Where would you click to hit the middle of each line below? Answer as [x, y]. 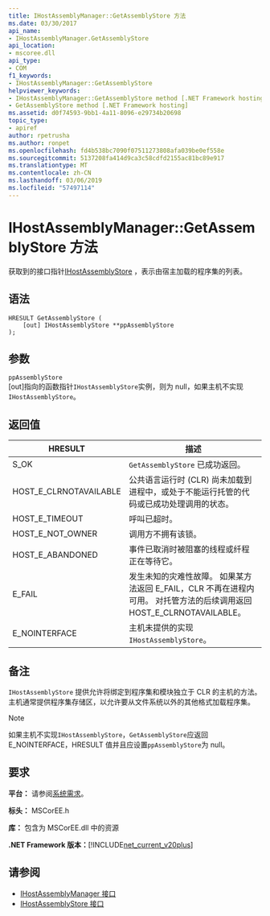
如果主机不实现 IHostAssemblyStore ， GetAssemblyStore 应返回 [108, 734]
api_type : [25, 61]
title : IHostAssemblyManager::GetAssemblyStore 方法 [97, 16]
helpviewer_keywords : [45, 91]
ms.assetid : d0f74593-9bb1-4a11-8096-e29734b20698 [95, 113]
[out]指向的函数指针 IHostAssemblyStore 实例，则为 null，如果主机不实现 [126, 386]
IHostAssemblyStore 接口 [62, 903]
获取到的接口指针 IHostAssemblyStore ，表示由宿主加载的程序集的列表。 [128, 271]
